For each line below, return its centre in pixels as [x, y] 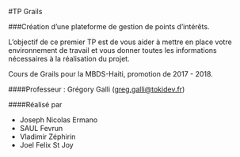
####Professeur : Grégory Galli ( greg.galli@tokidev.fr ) [97, 89]
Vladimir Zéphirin [48, 136]
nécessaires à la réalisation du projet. [69, 59]
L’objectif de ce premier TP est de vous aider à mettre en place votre [120, 42]
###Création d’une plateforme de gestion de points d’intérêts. [109, 26]
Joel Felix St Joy [46, 145]
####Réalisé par [35, 105]
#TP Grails [25, 11]
